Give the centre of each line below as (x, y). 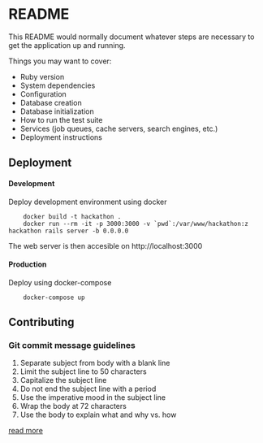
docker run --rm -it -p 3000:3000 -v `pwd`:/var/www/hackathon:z (136, 224)
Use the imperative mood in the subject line (93, 397)
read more (26, 431)
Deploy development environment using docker (88, 202)
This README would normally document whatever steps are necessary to (131, 37)
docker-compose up (54, 298)
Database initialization (57, 111)
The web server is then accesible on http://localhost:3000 (106, 245)
